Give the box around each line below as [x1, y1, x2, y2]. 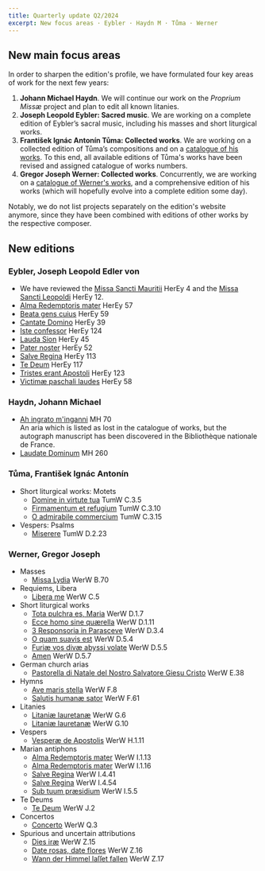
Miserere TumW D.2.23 [31, 528, 107, 538]
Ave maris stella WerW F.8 [31, 685, 117, 694]
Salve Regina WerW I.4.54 [31, 777, 117, 787]
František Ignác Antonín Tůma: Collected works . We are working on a [19, 136, 252, 146]
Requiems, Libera [19, 583, 77, 593]
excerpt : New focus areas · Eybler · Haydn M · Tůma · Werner [8, 19, 218, 27]
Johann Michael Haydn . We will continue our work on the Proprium [19, 93, 241, 103]
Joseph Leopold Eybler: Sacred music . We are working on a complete [19, 111, 252, 120]
